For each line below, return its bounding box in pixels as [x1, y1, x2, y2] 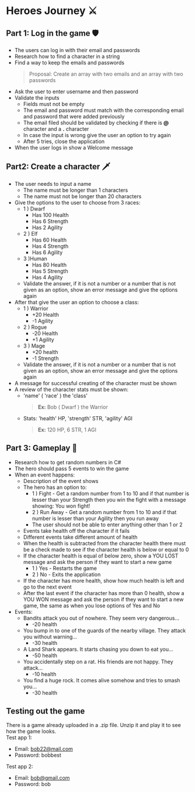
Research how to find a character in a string [14, 53, 120, 60]
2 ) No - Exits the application [32, 570, 101, 578]
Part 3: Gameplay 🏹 [6, 443, 78, 453]
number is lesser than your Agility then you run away [32, 515, 159, 522]
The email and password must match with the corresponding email [23, 107, 184, 114]
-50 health [32, 652, 57, 659]
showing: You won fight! [32, 502, 90, 509]
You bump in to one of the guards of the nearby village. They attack [23, 627, 186, 634]
